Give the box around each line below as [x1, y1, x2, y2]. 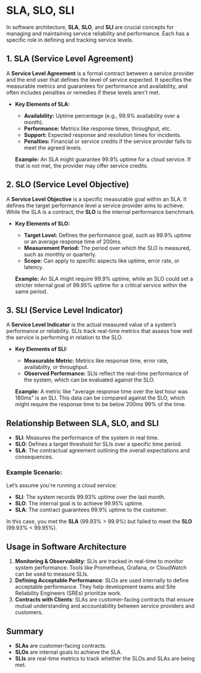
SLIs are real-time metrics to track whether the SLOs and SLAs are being [14, 655, 195, 662]
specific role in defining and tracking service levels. [6, 36, 134, 43]
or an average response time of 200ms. [23, 238, 122, 245]
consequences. [14, 453, 53, 460]
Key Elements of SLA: [14, 100, 70, 108]
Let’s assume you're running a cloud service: [6, 482, 117, 489]
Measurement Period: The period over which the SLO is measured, [23, 244, 191, 251]
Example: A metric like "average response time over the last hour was [14, 388, 188, 395]
